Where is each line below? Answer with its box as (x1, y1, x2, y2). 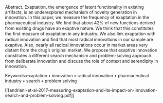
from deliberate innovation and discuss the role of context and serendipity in (5, 58, 158, 64)
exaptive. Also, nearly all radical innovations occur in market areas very (5, 42, 148, 48)
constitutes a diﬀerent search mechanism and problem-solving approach (5, 53, 152, 58)
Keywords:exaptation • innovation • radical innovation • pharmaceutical (5, 73, 149, 78)
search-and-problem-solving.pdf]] (5, 92, 74, 98)
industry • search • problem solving (5, 78, 77, 84)
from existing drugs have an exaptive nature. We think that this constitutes (5, 25, 154, 31)
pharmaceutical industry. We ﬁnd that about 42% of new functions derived (5, 20, 155, 26)
